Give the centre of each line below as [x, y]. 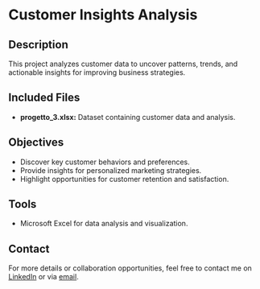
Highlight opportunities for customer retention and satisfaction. [124, 179]
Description [38, 45]
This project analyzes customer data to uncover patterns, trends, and [123, 64]
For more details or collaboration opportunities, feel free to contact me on [130, 268]
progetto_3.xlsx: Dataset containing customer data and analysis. [128, 117]
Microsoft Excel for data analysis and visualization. [104, 224]
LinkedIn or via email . [43, 277]
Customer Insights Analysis [103, 15]
